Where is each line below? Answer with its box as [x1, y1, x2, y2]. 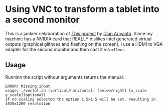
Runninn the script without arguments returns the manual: [5, 74, 124, 80]
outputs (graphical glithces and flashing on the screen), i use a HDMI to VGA [5, 41, 163, 47]
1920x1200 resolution [5, 101, 51, 106]
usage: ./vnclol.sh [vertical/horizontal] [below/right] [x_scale [5, 88, 147, 93]
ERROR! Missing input [5, 84, 51, 89]
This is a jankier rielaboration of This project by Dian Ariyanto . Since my [5, 30, 153, 36]
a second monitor [5, 14, 80, 25]
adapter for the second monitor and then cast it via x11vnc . [5, 46, 126, 52]
